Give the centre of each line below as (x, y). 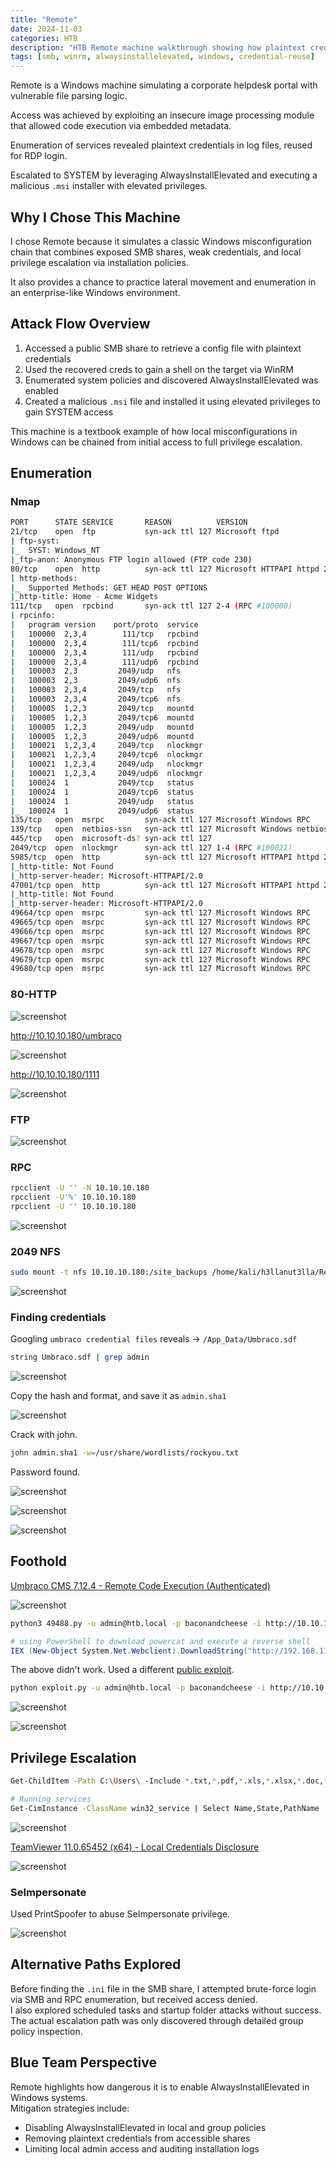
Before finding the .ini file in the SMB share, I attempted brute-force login (163, 1988)
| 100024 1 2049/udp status (102, 801)
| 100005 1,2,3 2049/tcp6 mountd (102, 717)
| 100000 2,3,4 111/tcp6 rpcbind (104, 643)
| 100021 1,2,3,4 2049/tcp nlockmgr (106, 746)
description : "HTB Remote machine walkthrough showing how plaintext (158, 47)
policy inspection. (46, 2031)
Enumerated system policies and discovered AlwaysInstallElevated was (171, 380)
